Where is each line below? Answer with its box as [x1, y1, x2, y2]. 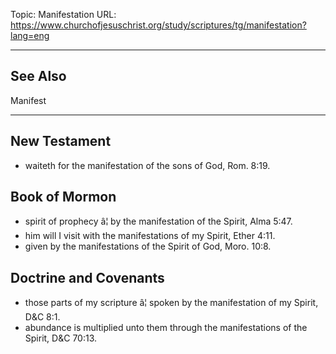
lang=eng [10, 30, 50, 41]
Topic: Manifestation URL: [10, 9, 117, 20]
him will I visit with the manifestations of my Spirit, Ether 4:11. [24, 230, 276, 242]
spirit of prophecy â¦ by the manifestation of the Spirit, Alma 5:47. [24, 215, 293, 228]
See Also [10, 68, 67, 85]
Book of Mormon [10, 189, 117, 206]
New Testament [10, 133, 112, 150]
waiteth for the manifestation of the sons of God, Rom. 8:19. [24, 159, 271, 171]
